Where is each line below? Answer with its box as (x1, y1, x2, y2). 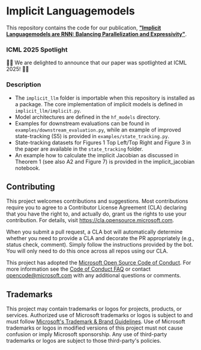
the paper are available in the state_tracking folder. (14, 145, 143, 152)
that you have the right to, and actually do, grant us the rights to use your (6, 210, 187, 217)
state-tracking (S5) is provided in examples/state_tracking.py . (14, 132, 170, 139)
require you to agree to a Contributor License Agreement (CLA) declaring (6, 204, 187, 211)
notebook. (14, 164, 41, 172)
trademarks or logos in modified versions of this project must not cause (6, 324, 183, 331)
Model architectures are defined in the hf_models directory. (14, 113, 161, 121)
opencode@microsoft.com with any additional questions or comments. (6, 272, 181, 279)
